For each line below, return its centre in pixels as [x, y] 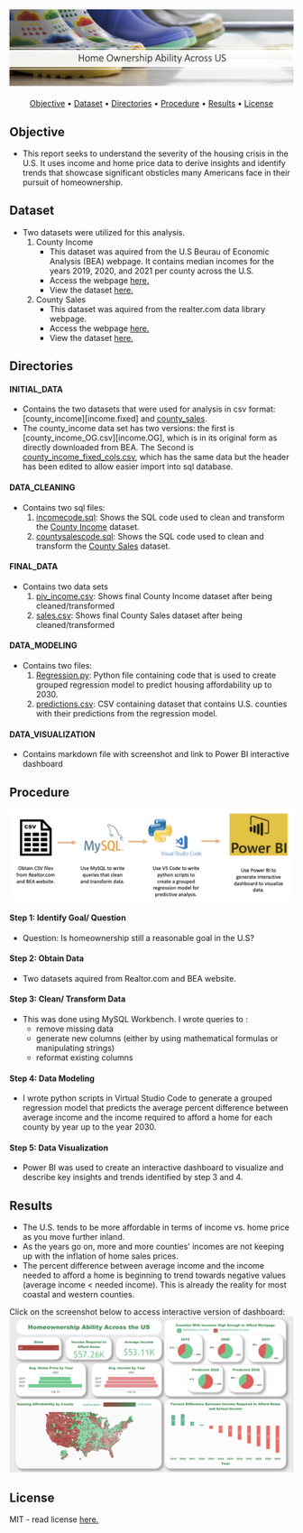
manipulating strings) [75, 1048]
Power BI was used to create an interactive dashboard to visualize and [153, 1168]
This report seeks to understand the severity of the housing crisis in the [155, 153]
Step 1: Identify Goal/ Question [68, 918]
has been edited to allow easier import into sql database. [128, 466]
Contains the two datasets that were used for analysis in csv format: [149, 409]
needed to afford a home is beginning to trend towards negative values [154, 1275]
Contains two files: [57, 665]
